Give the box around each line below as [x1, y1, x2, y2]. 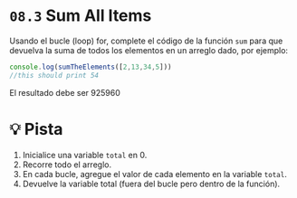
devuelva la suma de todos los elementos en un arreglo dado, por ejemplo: [9, 44, 288, 55]
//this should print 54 [9, 71, 100, 80]
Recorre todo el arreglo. [22, 159, 111, 170]
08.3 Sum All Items [9, 5, 152, 26]
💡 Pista [9, 118, 63, 139]
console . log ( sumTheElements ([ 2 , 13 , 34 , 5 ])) [9, 62, 172, 71]
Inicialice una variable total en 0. [22, 149, 148, 160]
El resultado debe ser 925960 [9, 87, 120, 98]
